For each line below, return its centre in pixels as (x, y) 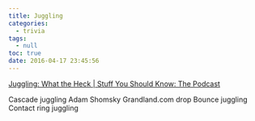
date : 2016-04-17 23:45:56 (54, 61)
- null (27, 46)
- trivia (30, 31)
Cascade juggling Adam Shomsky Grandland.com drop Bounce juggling (128, 99)
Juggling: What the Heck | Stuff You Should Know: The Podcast (115, 83)
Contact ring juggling (43, 108)
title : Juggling (36, 16)
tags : (17, 38)
